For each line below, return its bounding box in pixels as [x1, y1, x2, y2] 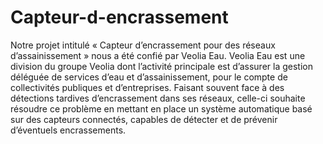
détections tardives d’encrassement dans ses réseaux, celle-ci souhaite [10, 92, 306, 104]
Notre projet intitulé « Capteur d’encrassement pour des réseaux [10, 39, 276, 51]
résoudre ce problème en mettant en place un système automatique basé [10, 102, 313, 115]
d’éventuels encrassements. [10, 124, 127, 136]
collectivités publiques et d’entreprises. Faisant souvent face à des [10, 81, 285, 93]
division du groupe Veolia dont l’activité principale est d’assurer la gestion [10, 60, 313, 72]
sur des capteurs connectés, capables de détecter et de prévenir [10, 113, 278, 125]
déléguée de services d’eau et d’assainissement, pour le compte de [10, 71, 288, 83]
